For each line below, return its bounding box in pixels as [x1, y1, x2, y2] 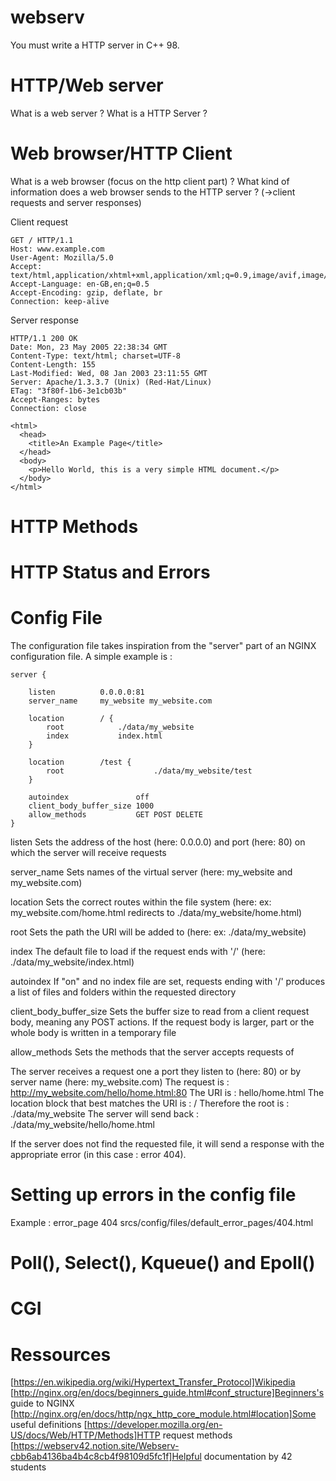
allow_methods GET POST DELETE [28, 810, 203, 820]
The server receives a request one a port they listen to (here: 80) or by [10, 1066, 302, 1078]
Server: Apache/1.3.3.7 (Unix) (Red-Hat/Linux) [10, 377, 213, 387]
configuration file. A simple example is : [10, 651, 173, 663]
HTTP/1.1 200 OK [10, 333, 78, 343]
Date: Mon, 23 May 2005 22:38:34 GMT [10, 342, 168, 352]
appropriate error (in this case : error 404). [10, 1149, 187, 1161]
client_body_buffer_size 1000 [28, 801, 155, 811]
